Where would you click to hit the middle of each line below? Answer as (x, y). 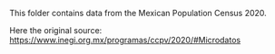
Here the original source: (56, 30)
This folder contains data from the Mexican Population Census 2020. (138, 13)
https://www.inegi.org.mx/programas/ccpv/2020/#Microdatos (125, 40)
